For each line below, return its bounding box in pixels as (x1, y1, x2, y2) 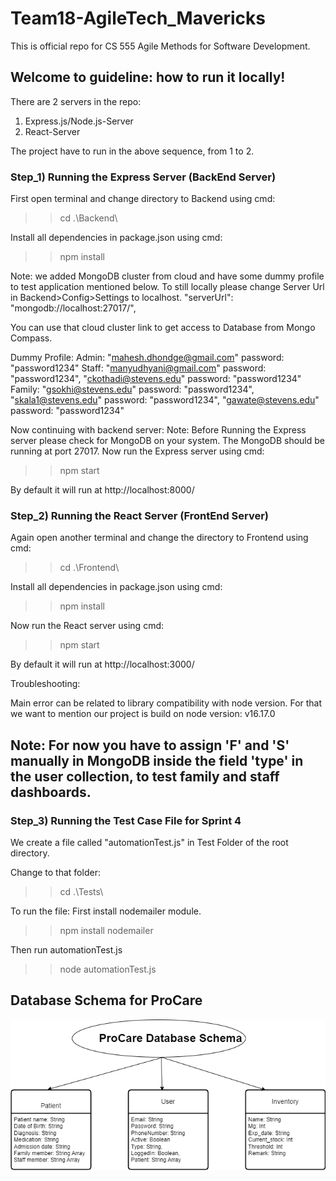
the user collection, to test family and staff (10, 768, 280, 785)
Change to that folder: (10, 867, 101, 879)
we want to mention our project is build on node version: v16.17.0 (10, 708, 276, 720)
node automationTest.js (59, 963, 157, 976)
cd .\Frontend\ (59, 562, 120, 574)
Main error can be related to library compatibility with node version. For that (10, 697, 323, 709)
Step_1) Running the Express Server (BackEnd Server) (10, 170, 277, 184)
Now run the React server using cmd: (10, 620, 165, 632)
